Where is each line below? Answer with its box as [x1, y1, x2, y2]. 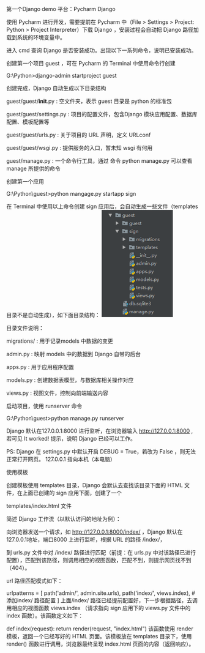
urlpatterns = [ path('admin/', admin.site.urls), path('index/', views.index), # [6, 589, 196, 597]
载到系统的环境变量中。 [6, 34, 65, 41]
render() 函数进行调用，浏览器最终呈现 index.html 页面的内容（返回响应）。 [6, 640, 195, 647]
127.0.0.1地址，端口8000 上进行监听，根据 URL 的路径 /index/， [6, 536, 166, 543]
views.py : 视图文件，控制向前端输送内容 [6, 389, 109, 397]
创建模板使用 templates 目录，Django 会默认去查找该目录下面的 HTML [6, 482, 184, 488]
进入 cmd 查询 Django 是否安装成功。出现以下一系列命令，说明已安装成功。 [6, 47, 197, 54]
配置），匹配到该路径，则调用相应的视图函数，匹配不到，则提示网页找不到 [6, 556, 192, 564]
